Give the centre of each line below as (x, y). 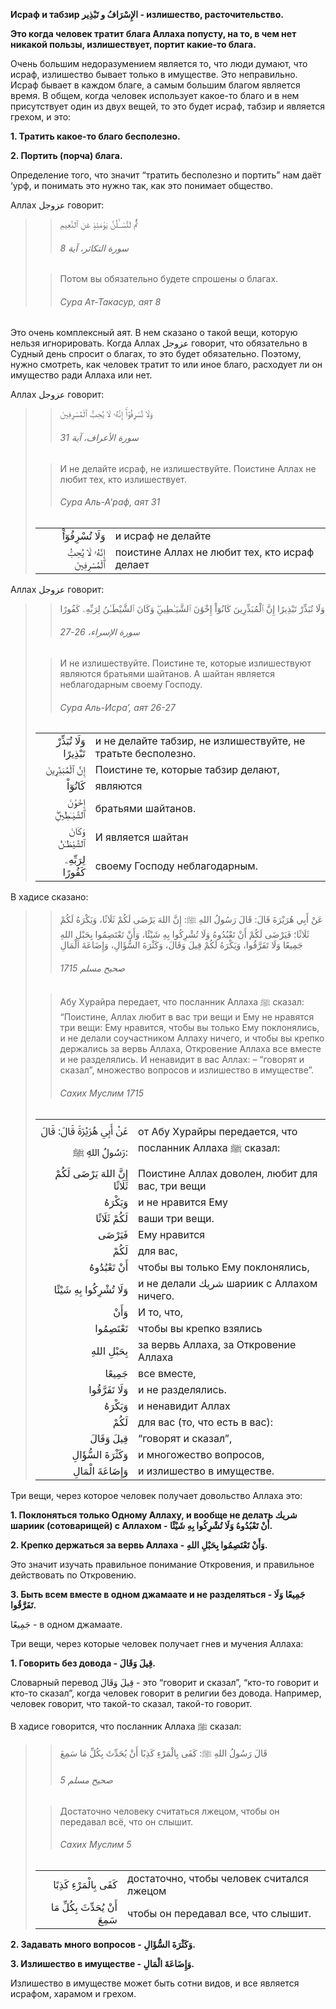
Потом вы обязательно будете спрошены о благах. (169, 279)
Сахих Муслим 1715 (101, 1093)
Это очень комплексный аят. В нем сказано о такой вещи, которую (154, 333)
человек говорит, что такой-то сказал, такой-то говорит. (131, 1703)
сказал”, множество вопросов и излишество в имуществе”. (187, 1070)
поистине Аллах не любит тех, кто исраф (214, 552)
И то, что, (161, 1312)
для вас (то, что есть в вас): (206, 1422)
